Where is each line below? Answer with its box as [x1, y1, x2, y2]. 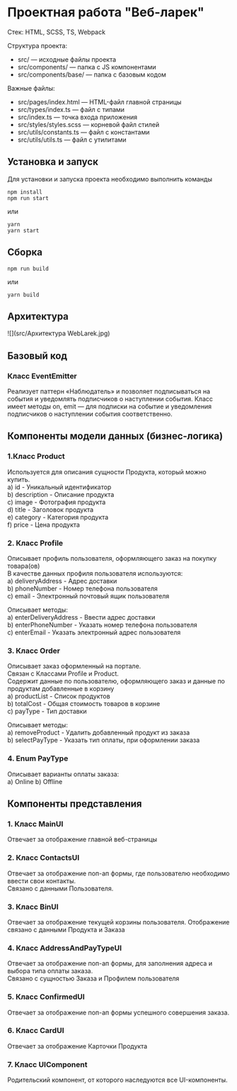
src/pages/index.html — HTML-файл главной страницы [17, 97, 182, 106]
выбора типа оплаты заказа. [7, 967, 93, 975]
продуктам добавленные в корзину [7, 685, 115, 693]
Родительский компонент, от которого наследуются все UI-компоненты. [7, 1075, 228, 1085]
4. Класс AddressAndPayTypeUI [7, 943, 122, 953]
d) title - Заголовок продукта [7, 505, 94, 514]
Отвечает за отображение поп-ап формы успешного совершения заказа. [7, 1008, 230, 1017]
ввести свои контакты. [7, 876, 76, 885]
